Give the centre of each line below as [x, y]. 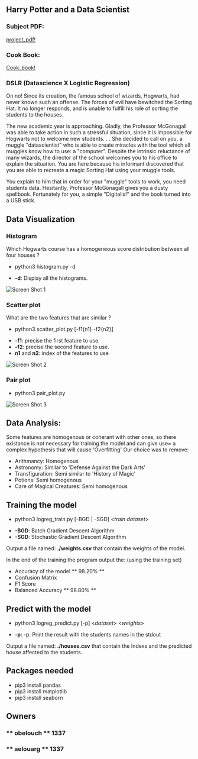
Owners [21, 716]
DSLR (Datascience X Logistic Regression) [68, 83]
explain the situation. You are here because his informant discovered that [95, 164]
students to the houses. [35, 115]
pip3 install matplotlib [41, 691]
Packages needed [40, 671]
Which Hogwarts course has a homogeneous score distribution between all [98, 248]
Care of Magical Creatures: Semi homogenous [71, 486]
